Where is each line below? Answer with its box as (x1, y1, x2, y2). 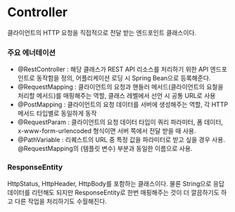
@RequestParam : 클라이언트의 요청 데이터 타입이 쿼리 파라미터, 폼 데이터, (17, 118, 224, 127)
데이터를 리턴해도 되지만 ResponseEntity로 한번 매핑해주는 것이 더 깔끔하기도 (7, 188, 220, 197)
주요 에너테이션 (7, 47, 56, 57)
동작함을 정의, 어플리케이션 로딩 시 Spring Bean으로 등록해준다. (36, 74, 211, 82)
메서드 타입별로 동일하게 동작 (17, 109, 97, 118)
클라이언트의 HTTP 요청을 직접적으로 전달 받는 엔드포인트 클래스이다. (7, 28, 197, 37)
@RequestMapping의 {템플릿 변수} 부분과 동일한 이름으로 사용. (17, 144, 193, 153)
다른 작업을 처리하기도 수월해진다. (14, 197, 107, 205)
